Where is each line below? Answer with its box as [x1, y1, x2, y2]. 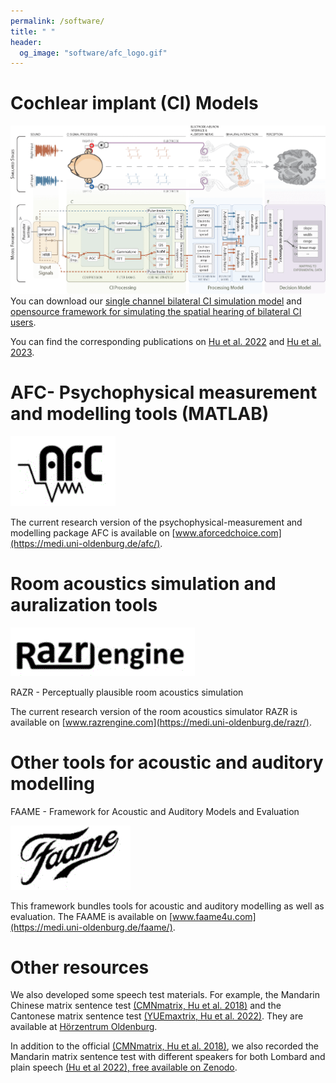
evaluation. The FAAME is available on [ [10, 910, 173, 922]
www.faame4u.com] [172, 910, 257, 922]
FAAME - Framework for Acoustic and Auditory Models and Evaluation [10, 805, 300, 817]
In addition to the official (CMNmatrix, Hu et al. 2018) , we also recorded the [10, 1040, 320, 1052]
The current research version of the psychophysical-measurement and [10, 516, 303, 528]
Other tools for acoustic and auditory [10, 751, 324, 774]
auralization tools [10, 593, 158, 616]
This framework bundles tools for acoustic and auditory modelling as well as [10, 900, 325, 912]
